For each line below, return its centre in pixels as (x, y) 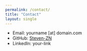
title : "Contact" (23, 14)
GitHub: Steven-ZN (32, 38)
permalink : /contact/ (28, 10)
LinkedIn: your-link (31, 44)
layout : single (21, 19)
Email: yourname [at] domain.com (47, 33)
